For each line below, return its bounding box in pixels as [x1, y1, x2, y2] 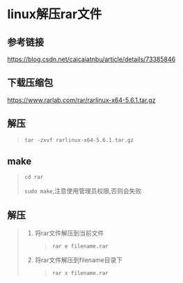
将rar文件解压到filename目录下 [34, 256, 123, 264]
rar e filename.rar [51, 243, 109, 250]
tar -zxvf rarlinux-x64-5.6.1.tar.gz [24, 136, 134, 143]
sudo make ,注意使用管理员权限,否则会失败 [24, 187, 142, 195]
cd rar [24, 174, 44, 181]
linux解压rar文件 [7, 6, 102, 22]
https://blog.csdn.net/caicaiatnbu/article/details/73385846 [7, 55, 176, 63]
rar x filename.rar [51, 270, 109, 277]
